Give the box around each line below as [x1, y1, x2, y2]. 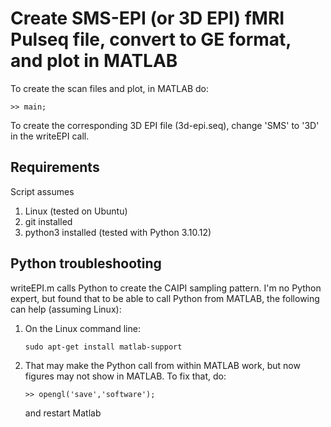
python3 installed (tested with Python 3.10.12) [24, 226, 212, 238]
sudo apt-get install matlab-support [24, 342, 183, 352]
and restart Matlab [24, 407, 102, 419]
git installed [24, 215, 73, 227]
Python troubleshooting [10, 255, 162, 272]
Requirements [10, 159, 100, 176]
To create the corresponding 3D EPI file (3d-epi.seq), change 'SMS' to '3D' [10, 119, 320, 131]
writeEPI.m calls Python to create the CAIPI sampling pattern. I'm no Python [10, 282, 322, 294]
